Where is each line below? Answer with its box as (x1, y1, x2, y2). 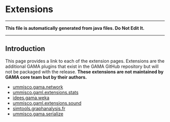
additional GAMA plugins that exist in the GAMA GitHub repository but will (5, 63, 159, 69)
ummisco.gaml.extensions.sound (12, 100, 82, 106)
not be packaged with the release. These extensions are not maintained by (5, 68, 164, 74)
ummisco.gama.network (12, 84, 63, 90)
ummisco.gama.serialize (12, 110, 64, 117)
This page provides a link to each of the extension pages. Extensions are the (5, 58, 165, 64)
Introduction (5, 45, 46, 53)
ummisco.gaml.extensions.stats (12, 89, 79, 95)
